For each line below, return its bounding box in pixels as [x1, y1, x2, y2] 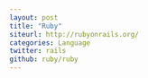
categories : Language [9, 38, 91, 48]
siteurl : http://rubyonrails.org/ [9, 30, 140, 39]
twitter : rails [9, 47, 67, 56]
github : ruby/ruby [9, 55, 79, 64]
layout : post [9, 13, 59, 22]
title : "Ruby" [9, 22, 63, 30]
